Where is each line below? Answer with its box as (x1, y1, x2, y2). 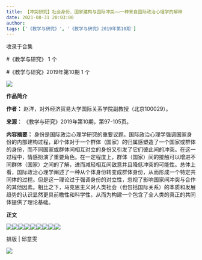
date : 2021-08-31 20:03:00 (6, 14, 74, 20)
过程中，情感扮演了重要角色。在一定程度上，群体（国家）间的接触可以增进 (6, 153, 191, 161)
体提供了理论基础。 (6, 199, 54, 206)
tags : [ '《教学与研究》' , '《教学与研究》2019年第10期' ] (6, 25, 136, 32)
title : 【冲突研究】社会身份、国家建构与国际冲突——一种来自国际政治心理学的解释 (6, 8, 183, 15)
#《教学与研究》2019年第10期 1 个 (6, 69, 90, 76)
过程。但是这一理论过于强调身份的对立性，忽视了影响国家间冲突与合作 (22, 176, 196, 184)
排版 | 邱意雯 (6, 235, 38, 243)
